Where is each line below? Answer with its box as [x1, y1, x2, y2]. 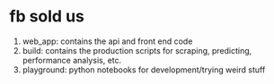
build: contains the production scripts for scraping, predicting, [22, 45, 252, 55]
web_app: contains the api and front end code [22, 36, 193, 46]
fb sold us [9, 6, 85, 27]
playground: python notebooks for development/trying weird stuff [22, 64, 266, 75]
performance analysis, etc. [22, 55, 122, 65]
